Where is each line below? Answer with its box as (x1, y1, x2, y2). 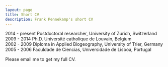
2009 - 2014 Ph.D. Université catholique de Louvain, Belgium (5, 36, 132, 42)
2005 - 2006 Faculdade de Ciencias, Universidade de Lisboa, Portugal (5, 46, 152, 53)
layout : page (5, 7, 33, 13)
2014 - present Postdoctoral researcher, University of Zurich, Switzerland (5, 31, 157, 37)
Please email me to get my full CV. (5, 56, 76, 62)
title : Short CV (5, 12, 39, 17)
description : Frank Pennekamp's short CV (5, 17, 94, 22)
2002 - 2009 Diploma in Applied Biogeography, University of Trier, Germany (5, 41, 163, 47)
